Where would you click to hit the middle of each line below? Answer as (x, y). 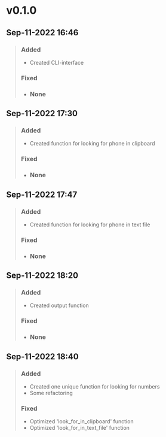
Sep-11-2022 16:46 (42, 33)
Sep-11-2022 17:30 (42, 113)
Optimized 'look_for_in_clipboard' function (82, 421)
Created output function (59, 305)
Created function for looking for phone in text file (90, 224)
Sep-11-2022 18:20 (42, 276)
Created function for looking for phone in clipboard (92, 144)
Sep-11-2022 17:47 (42, 194)
